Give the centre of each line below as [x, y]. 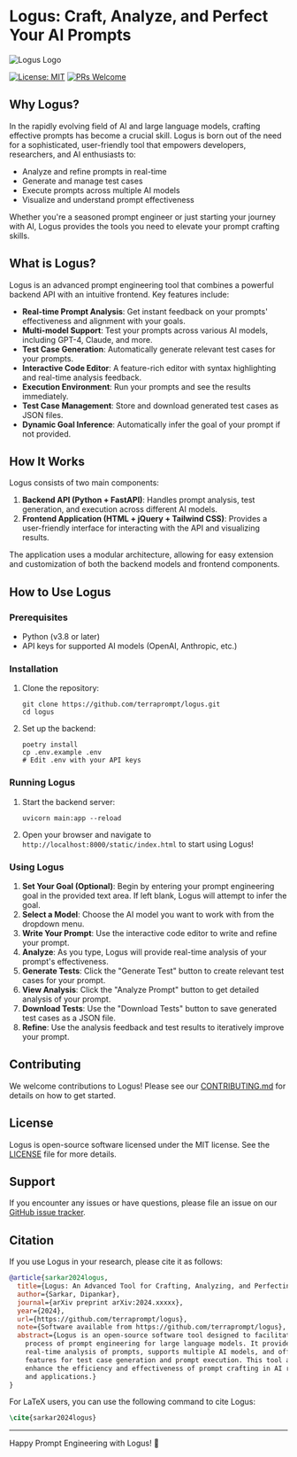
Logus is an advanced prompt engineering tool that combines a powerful [141, 284]
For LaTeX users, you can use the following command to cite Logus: [133, 1402]
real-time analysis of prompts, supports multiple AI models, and [150, 1352]
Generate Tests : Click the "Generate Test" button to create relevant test [153, 971]
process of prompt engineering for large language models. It [142, 1344]
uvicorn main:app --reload [72, 818]
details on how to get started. [63, 1095]
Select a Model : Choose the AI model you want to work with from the [148, 914]
